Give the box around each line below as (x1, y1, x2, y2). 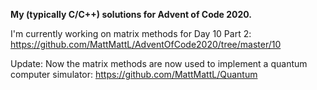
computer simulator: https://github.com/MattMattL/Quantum (10, 69, 258, 80)
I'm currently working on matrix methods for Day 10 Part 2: (10, 28, 252, 39)
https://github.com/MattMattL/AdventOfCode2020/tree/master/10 (10, 39, 282, 50)
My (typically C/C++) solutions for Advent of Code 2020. (10, 9, 253, 20)
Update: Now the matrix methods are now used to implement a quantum (10, 58, 308, 69)
